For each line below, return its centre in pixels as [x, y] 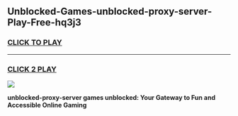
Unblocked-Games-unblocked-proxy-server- [110, 12]
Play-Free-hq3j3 [44, 23]
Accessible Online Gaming [47, 105]
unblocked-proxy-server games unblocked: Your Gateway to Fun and [112, 97]
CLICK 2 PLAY [32, 69]
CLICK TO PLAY [35, 43]
